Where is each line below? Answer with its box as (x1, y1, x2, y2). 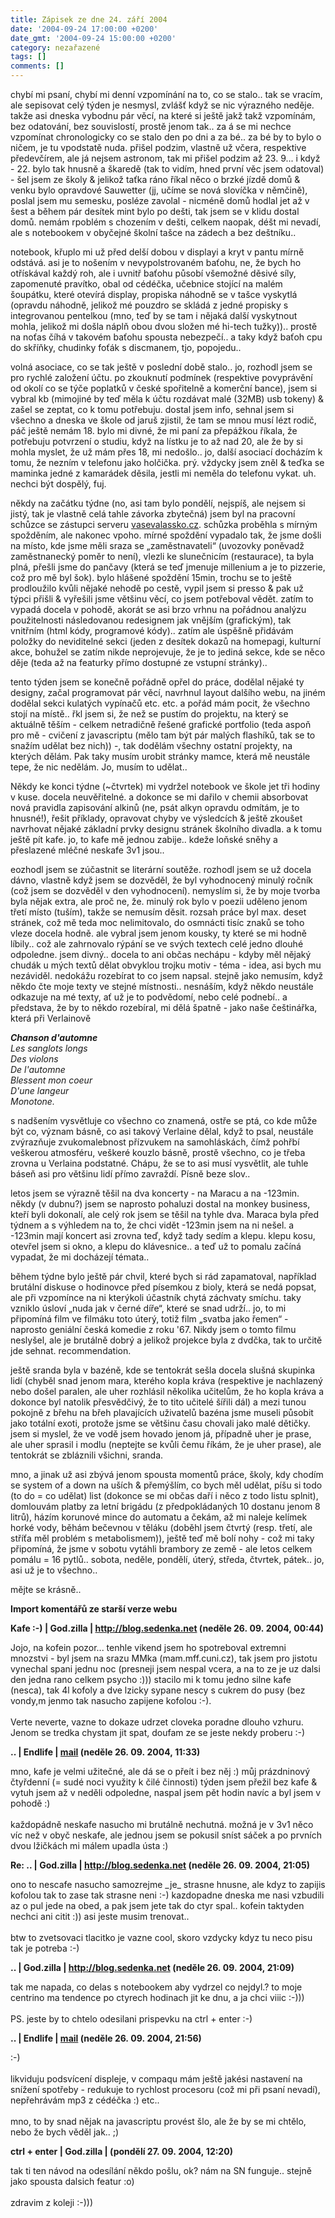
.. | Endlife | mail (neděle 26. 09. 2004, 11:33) (10, 1746, 201, 1758)
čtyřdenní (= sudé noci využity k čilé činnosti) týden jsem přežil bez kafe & (10, 1776, 318, 1788)
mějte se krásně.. (10, 1584, 82, 1595)
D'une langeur (10, 1085, 70, 1096)
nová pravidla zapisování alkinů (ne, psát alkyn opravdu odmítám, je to (10, 802, 300, 813)
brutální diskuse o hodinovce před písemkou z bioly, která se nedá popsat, (10, 1281, 317, 1293)
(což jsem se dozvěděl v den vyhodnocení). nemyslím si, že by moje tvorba (10, 885, 321, 896)
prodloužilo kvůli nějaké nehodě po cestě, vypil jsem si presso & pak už (10, 582, 304, 594)
